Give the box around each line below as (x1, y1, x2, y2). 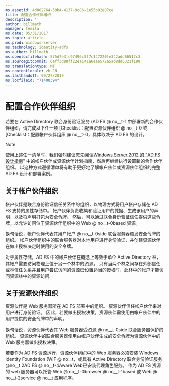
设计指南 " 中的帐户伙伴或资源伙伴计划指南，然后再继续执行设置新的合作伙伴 (5, 158, 163, 164)
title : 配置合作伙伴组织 (5, 12, 51, 17)
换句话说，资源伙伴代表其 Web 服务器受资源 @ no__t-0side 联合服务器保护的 (5, 327, 164, 333)
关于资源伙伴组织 (5, 289, 58, 297)
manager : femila (5, 26, 39, 31)
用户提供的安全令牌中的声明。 (5, 316, 67, 322)
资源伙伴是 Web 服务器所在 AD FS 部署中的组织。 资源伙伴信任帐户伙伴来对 (5, 303, 162, 309)
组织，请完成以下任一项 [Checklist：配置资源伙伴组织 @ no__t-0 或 (9, 124, 148, 131)
